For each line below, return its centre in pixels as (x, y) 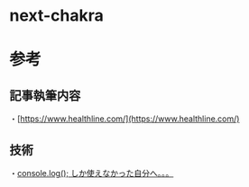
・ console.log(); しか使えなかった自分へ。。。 (92, 173)
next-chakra (56, 16)
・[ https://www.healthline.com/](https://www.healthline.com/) (124, 119)
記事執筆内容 (45, 95)
